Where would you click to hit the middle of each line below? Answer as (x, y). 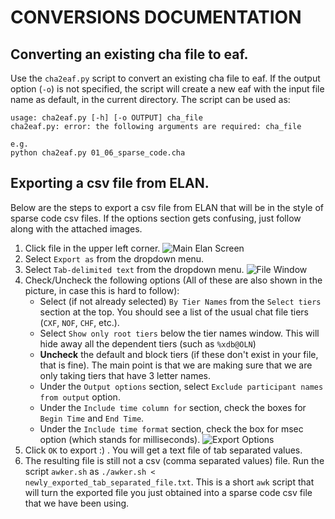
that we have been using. (77, 503)
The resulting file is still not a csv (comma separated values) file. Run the (174, 460)
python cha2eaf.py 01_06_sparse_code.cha (98, 153)
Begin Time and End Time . (92, 418)
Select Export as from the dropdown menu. (114, 258)
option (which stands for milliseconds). (120, 439)
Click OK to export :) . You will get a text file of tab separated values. (163, 450)
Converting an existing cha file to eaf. (129, 54)
